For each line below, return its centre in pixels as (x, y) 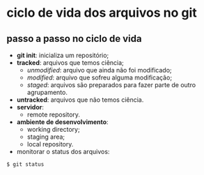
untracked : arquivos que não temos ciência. (80, 100)
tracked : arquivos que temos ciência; (70, 63)
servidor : (30, 107)
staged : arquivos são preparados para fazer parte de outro (111, 85)
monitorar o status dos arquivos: (63, 152)
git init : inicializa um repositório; (63, 55)
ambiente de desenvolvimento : (62, 122)
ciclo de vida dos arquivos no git (102, 13)
